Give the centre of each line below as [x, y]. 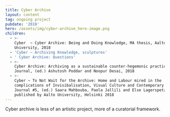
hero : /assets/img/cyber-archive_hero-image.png [57, 29]
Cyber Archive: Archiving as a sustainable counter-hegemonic [81, 66]
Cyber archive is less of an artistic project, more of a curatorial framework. [83, 109]
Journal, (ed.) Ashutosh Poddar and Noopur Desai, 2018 [75, 71]
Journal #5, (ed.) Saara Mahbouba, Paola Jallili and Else [78, 90]
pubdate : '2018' [22, 24]
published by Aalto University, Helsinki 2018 [64, 95]
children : [16, 33]
